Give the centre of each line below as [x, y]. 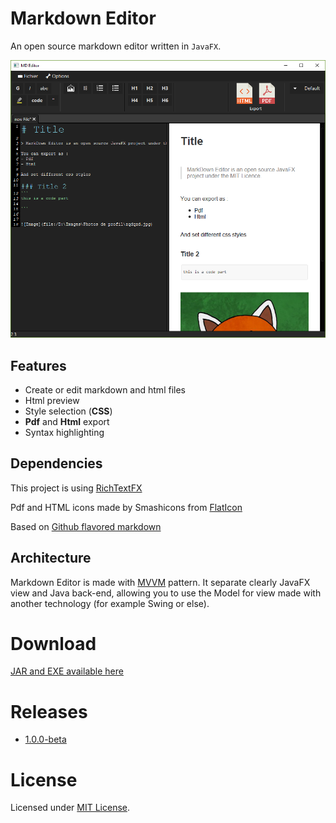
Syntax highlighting [64, 432]
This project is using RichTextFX [76, 488]
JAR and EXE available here [67, 671]
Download [53, 643]
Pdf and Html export [67, 421]
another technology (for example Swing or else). [110, 603]
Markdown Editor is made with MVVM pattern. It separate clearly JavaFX [160, 582]
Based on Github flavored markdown [86, 526]
